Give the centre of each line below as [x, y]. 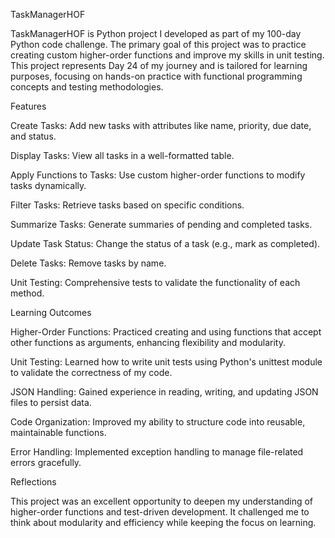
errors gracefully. [46, 462]
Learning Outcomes [51, 312]
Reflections [33, 482]
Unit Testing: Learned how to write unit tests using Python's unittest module [166, 362]
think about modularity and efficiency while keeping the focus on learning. [163, 522]
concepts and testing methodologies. [87, 87]
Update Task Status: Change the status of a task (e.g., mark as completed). [165, 243]
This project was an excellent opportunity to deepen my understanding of [162, 501]
